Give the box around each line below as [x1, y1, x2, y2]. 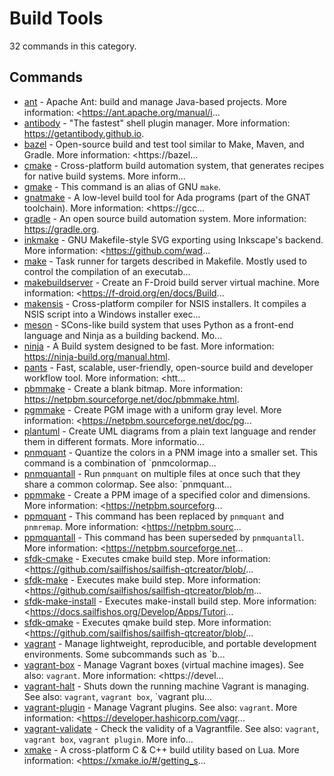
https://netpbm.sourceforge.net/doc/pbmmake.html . [23, 393, 240, 405]
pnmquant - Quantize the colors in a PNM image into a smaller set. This [23, 446, 319, 458]
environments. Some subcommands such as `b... [23, 648, 226, 660]
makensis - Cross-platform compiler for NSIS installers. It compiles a [23, 297, 307, 309]
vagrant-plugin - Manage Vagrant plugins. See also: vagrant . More [23, 701, 298, 713]
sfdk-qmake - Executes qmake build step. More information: [23, 616, 272, 628]
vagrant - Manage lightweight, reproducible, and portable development [23, 637, 317, 649]
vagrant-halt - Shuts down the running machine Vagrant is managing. [23, 680, 310, 692]
